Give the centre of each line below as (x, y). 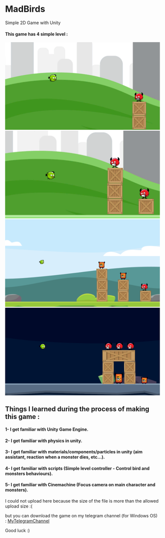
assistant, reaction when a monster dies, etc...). (55, 457)
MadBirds (25, 9)
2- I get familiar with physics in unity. (44, 441)
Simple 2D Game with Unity (33, 23)
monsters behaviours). (29, 474)
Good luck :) (18, 530)
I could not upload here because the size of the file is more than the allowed (82, 501)
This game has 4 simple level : (37, 34)
